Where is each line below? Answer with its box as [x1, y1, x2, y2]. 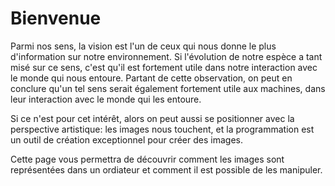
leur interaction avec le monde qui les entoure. [10, 93, 202, 105]
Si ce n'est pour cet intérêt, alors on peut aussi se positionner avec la [10, 112, 295, 124]
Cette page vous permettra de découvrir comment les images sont [10, 153, 285, 165]
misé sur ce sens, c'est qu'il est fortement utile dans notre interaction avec [10, 61, 318, 73]
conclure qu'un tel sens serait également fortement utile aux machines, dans [10, 82, 326, 94]
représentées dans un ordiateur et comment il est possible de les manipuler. [10, 163, 323, 176]
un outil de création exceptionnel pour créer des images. [10, 133, 243, 146]
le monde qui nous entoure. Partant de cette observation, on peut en [10, 72, 293, 84]
